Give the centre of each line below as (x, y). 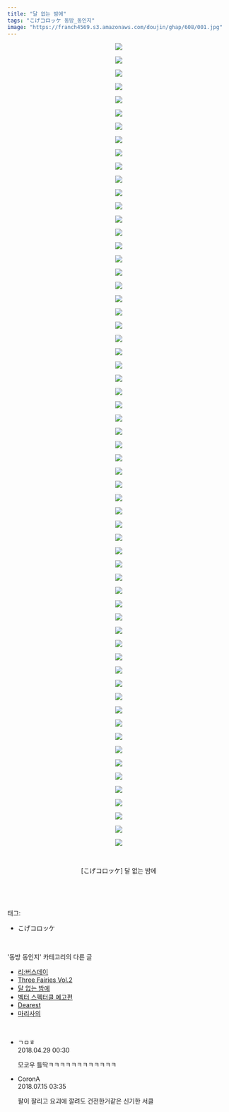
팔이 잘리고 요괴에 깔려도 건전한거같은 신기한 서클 (86, 1101)
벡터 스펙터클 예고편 (45, 997)
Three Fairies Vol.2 (45, 980)
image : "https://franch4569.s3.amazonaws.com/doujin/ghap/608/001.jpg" (115, 27)
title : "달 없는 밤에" (37, 14)
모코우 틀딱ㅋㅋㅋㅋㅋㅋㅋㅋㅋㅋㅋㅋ (67, 1065)
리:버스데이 (33, 972)
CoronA (29, 1079)
